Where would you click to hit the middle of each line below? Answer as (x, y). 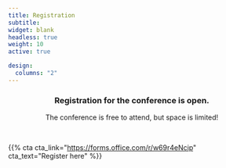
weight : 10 (26, 45)
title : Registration (42, 15)
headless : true (33, 37)
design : (21, 66)
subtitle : (24, 23)
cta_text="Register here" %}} (55, 156)
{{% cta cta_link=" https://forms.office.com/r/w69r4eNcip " (102, 148)
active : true (29, 52)
